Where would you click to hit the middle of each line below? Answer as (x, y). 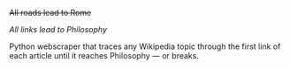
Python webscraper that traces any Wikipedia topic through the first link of (145, 46)
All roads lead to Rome (50, 13)
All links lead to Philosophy (58, 29)
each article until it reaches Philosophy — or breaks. (104, 55)
